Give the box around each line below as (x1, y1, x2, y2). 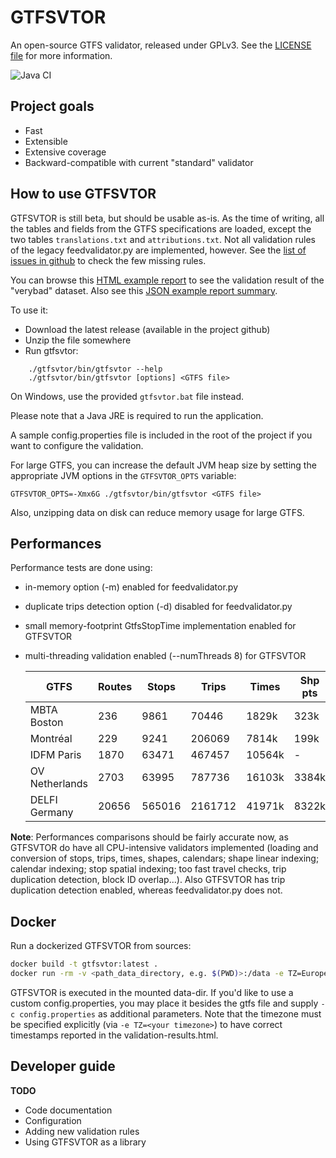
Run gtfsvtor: (24, 344, 79, 356)
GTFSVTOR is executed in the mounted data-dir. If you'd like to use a (10, 986, 294, 998)
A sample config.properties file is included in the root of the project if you (10, 429, 313, 441)
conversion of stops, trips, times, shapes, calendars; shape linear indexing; (10, 852, 320, 865)
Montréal (29, 732, 73, 746)
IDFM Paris (29, 748, 82, 762)
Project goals (10, 98, 95, 115)
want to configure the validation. (10, 439, 144, 451)
